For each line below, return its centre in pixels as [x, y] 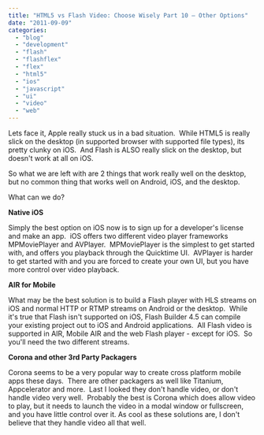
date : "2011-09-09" [40, 23]
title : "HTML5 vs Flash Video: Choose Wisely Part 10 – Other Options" [128, 15]
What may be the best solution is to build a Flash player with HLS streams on [132, 300]
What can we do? [37, 197]
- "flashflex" [38, 60]
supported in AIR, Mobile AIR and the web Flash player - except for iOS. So [130, 333]
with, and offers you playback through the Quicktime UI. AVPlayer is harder [131, 253]
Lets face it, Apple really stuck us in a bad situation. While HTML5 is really [129, 133]
